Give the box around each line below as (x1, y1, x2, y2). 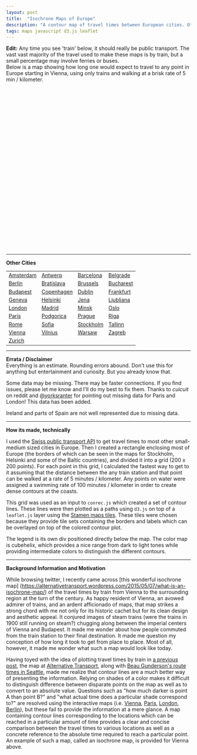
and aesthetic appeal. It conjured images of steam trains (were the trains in (6, 613, 187, 620)
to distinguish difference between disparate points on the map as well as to (6, 680, 188, 688)
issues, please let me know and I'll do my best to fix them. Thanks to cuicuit (6, 385, 189, 392)
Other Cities (6, 259, 36, 266)
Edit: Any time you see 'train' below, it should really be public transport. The (6, 45, 189, 52)
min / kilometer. (6, 76, 44, 83)
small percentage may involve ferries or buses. (6, 57, 120, 65)
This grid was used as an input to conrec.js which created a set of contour (6, 499, 187, 506)
